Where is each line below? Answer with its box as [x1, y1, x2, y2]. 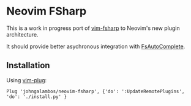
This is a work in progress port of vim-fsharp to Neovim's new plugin [6, 24, 180, 32]
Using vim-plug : [6, 76, 47, 83]
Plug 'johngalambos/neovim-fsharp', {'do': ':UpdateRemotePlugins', [6, 88, 185, 94]
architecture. [6, 30, 39, 38]
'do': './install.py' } [6, 93, 67, 100]
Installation [6, 60, 50, 71]
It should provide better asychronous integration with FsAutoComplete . [6, 43, 185, 50]
